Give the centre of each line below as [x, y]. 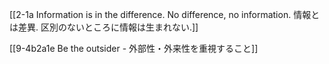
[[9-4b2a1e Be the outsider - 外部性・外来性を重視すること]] [134, 48]
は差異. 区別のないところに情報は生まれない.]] [104, 27]
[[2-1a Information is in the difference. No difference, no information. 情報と [165, 14]
